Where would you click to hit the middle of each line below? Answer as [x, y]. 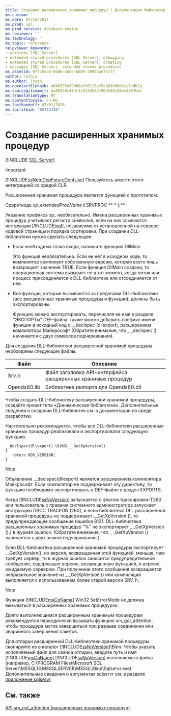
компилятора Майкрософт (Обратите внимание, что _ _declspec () [84, 330]
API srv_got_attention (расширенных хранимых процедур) [68, 707]
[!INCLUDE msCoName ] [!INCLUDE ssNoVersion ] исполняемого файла [79, 657]
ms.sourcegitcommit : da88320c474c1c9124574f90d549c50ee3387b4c [74, 91]
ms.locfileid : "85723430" [33, 110]
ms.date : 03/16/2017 [27, 19]
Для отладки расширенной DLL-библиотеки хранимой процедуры [77, 641]
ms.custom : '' [20, 15]
